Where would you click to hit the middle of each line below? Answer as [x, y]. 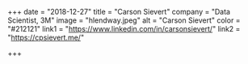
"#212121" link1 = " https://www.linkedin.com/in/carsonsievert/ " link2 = [124, 29]
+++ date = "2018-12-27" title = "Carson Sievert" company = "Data [119, 12]
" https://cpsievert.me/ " [46, 37]
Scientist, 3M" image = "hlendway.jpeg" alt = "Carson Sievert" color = [124, 20]
